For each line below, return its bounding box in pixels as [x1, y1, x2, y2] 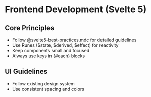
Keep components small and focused [12, 48, 90, 53]
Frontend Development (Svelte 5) [5, 4, 147, 15]
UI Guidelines [5, 67, 48, 76]
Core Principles [5, 24, 55, 32]
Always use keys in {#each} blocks [12, 53, 85, 59]
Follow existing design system [12, 80, 75, 86]
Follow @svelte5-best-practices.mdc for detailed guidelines [12, 37, 137, 43]
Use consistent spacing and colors [12, 86, 84, 92]
